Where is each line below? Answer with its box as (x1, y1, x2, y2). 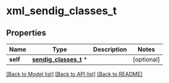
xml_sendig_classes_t (6, 4, 117, 18)
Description (93, 46, 127, 53)
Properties (6, 28, 46, 38)
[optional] (133, 55, 161, 63)
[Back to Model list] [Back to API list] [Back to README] (6, 71, 143, 78)
